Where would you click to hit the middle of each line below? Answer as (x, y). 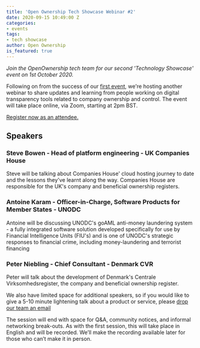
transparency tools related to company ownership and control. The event (97, 99)
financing (18, 248)
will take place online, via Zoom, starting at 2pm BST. (72, 105)
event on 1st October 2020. (40, 74)
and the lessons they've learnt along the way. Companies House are (91, 180)
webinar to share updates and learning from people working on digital (93, 92)
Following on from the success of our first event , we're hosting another (94, 86)
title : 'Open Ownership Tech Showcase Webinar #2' (71, 12)
